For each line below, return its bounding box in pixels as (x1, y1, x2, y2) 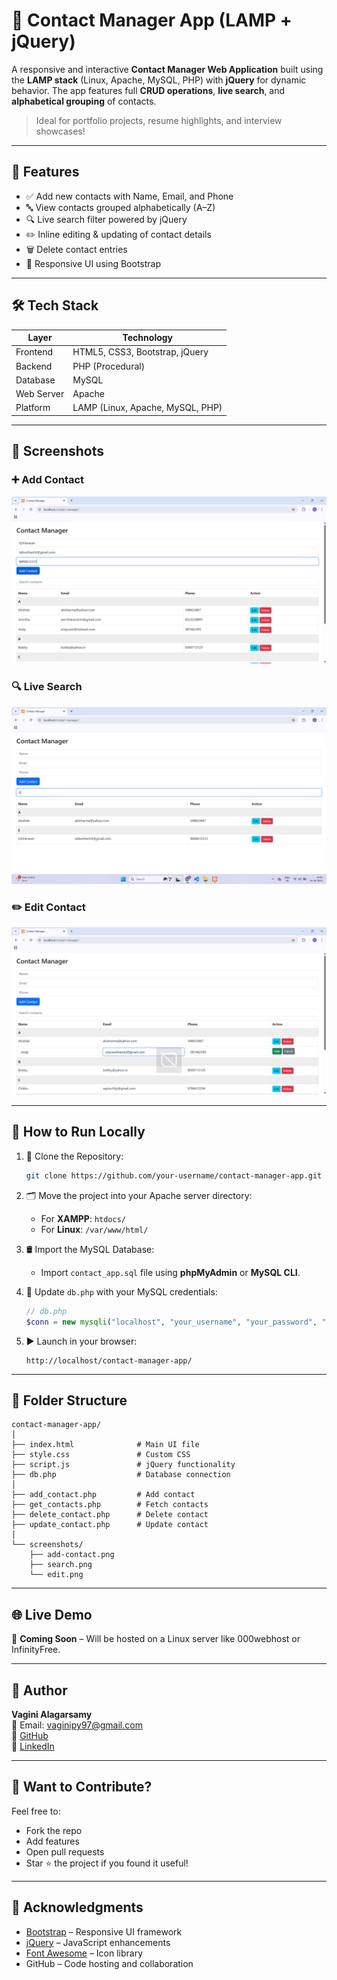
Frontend (15, 346, 54, 358)
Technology (122, 332, 174, 344)
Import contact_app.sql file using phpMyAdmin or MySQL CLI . (40, 1266, 301, 1278)
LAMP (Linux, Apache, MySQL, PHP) (72, 402, 223, 414)
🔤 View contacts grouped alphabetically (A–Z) (25, 201, 216, 213)
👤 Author (11, 1682, 68, 1699)
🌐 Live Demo (11, 1606, 93, 1623)
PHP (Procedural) (72, 360, 146, 372)
